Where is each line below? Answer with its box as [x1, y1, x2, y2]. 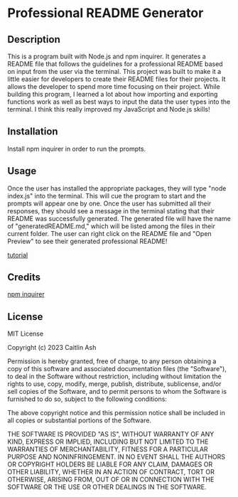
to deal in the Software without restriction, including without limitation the [7, 372, 222, 381]
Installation [7, 126, 58, 138]
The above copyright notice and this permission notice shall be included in [7, 409, 225, 417]
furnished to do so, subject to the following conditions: [7, 395, 167, 403]
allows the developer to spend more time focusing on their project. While [7, 82, 220, 90]
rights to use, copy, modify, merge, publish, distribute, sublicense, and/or [7, 380, 222, 388]
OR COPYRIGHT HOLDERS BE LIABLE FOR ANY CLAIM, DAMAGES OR [7, 460, 213, 469]
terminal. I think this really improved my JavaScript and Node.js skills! [7, 105, 210, 113]
